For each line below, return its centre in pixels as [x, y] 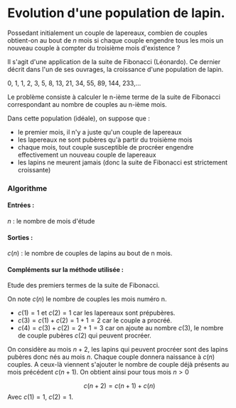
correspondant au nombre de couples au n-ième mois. [87, 104]
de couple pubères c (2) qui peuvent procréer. [84, 335]
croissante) [34, 169]
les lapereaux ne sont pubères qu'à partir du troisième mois [105, 140]
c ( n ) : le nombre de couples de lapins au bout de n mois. [90, 253]
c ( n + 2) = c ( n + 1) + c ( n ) [119, 386]
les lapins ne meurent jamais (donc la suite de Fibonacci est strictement [123, 162]
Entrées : [21, 205]
